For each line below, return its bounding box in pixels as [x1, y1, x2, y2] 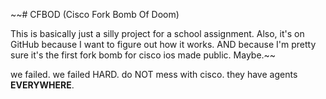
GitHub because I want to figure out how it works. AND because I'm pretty [10, 39, 317, 50]
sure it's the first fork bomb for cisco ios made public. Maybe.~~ [10, 49, 277, 61]
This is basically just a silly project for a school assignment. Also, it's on [10, 28, 305, 39]
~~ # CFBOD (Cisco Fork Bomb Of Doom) [10, 9, 180, 20]
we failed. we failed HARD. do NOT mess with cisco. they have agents [10, 69, 298, 80]
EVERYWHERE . [10, 79, 75, 91]
